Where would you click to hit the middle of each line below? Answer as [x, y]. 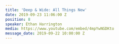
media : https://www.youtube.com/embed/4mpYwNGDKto [60, 29]
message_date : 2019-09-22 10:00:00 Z [45, 33]
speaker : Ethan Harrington [34, 24]
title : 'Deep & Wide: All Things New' [46, 10]
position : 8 [18, 19]
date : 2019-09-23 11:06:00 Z [36, 15]
